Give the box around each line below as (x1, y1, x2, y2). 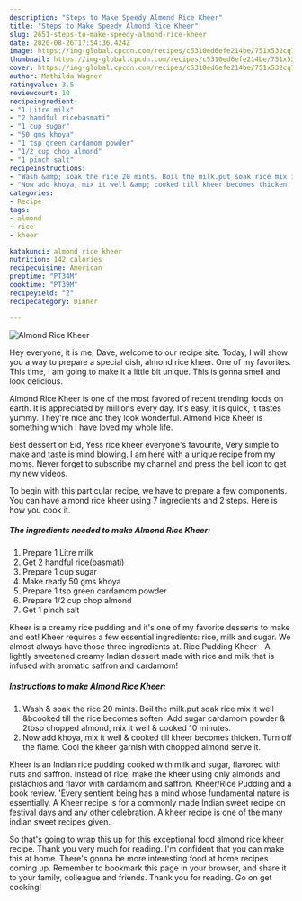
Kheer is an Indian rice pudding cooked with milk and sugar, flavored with (9, 759, 281, 770)
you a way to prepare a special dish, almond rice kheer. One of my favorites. (9, 356, 292, 367)
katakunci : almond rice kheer (9, 246, 123, 256)
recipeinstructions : (9, 164, 87, 173)
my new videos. (9, 468, 68, 478)
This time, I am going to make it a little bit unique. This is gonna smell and (9, 366, 280, 377)
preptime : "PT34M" (9, 272, 78, 281)
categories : (9, 189, 54, 198)
